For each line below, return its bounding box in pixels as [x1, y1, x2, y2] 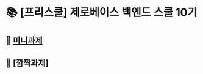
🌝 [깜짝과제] [5, 58, 49, 68]
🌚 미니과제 [5, 35, 43, 45]
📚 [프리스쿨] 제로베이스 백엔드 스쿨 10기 [6, 5, 198, 19]
